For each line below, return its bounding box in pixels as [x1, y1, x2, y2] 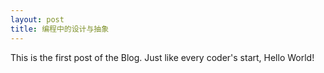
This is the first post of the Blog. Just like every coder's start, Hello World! [10, 51, 315, 63]
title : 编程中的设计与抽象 [10, 24, 110, 34]
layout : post [10, 14, 65, 25]
